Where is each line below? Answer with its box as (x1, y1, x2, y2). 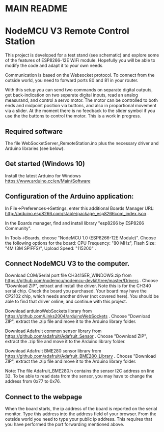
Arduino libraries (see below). (5, 145, 65, 151)
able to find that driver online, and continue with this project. (5, 298, 127, 305)
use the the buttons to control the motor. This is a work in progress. (5, 113, 141, 119)
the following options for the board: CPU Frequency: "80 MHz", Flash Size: (5, 240, 156, 246)
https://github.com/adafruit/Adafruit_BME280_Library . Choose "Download (5, 353, 156, 359)
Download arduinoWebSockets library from (5, 308, 92, 314)
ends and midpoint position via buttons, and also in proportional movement (5, 103, 157, 109)
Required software (5, 127, 63, 136)
